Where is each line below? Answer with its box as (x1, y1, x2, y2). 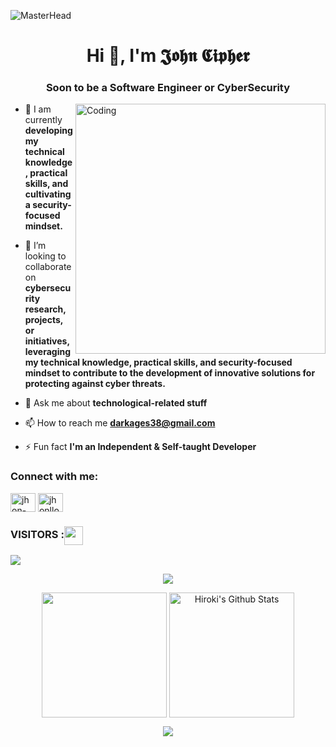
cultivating (24, 188, 72, 200)
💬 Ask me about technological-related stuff (24, 397, 208, 409)
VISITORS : (10, 528, 65, 542)
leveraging (24, 346, 71, 358)
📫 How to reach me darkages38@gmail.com (24, 417, 216, 429)
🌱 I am (24, 103, 52, 115)
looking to (24, 250, 67, 262)
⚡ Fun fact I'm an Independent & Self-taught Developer (24, 441, 257, 453)
